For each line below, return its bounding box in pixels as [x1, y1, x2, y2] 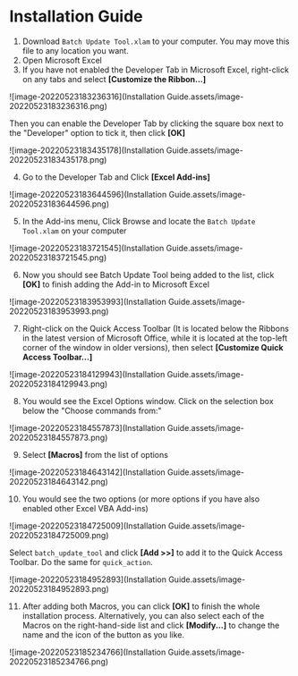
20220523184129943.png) [9, 378, 108, 389]
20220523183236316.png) [9, 100, 107, 111]
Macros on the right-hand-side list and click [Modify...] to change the [21, 620, 280, 630]
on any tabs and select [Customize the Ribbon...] [21, 73, 207, 84]
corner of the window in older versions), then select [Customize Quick [21, 342, 284, 352]
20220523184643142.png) [9, 476, 109, 486]
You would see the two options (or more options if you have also [21, 494, 260, 504]
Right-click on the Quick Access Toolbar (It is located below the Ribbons [21, 323, 289, 334]
